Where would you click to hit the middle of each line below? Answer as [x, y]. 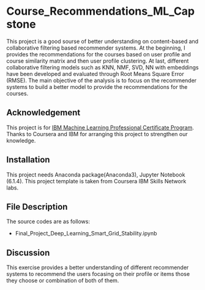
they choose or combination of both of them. [63, 281]
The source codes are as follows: [48, 221]
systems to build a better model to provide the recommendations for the [97, 86]
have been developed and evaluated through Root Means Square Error [95, 74]
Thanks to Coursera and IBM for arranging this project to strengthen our [97, 134]
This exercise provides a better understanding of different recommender [98, 267]
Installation [28, 160]
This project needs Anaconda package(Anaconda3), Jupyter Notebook [96, 174]
